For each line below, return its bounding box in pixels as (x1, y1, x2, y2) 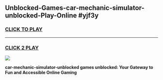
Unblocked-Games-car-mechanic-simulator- (5, 4, 145, 12)
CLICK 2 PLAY (5, 44, 39, 51)
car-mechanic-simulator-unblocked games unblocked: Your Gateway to (5, 64, 154, 70)
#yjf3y (78, 12, 99, 20)
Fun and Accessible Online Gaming (5, 69, 77, 75)
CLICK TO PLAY (5, 26, 43, 33)
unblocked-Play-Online (5, 12, 77, 20)
